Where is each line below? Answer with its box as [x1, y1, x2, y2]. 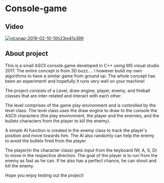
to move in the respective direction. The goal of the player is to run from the [5, 152, 158, 158]
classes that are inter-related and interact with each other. [5, 92, 122, 98]
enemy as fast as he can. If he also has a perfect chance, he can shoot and [5, 158, 157, 163]
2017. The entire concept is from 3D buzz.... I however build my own [5, 68, 142, 73]
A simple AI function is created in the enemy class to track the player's [5, 127, 147, 133]
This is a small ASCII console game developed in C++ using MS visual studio [5, 62, 160, 69]
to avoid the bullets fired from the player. [5, 137, 87, 143]
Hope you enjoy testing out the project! [5, 172, 84, 178]
